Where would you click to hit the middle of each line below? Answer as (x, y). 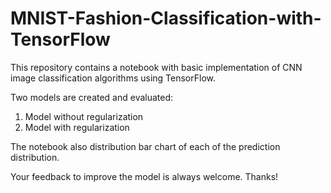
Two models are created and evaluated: (92, 97)
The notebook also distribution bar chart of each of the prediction (145, 146)
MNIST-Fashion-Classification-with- (166, 18)
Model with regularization (77, 127)
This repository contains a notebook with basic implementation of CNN (156, 67)
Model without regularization (84, 116)
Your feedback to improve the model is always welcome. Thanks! (144, 176)
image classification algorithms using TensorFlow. (113, 78)
